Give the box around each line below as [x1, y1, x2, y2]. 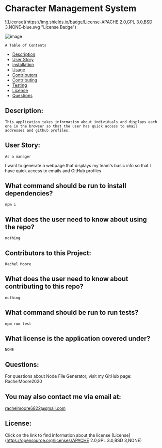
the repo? [5, 223, 35, 231]
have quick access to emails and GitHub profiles [5, 168, 102, 174]
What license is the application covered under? [5, 335, 150, 343]
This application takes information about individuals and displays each [5, 119, 158, 124]
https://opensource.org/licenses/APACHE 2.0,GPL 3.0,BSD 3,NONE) [6, 437, 142, 443]
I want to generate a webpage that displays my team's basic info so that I [5, 162, 151, 168]
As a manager [5, 154, 32, 159]
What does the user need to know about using [5, 215, 147, 224]
